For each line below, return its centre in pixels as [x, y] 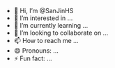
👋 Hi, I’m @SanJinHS [44, 11]
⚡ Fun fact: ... [33, 58]
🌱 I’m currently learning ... [51, 25]
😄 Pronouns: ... [36, 51]
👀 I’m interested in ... [43, 18]
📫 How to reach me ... [46, 41]
